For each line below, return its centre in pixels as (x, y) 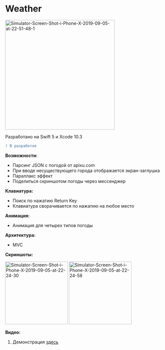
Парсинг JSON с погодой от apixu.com (53, 165)
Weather (23, 9)
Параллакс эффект (32, 176)
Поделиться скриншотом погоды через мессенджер (69, 181)
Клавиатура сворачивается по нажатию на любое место (73, 206)
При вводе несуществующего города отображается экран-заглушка (86, 170)
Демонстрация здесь (35, 342)
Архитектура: (20, 235)
